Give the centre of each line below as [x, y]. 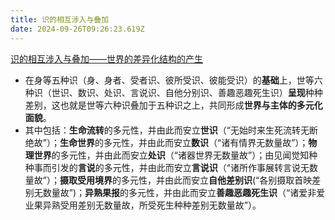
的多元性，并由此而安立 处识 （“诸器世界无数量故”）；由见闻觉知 [180, 155]
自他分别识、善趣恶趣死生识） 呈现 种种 [243, 92]
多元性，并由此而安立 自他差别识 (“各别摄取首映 [216, 180]
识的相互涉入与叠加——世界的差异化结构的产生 [106, 58]
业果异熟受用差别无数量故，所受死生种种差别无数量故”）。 [143, 205]
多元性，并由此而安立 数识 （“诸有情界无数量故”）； [206, 142]
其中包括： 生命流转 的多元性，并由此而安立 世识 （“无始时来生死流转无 [167, 130]
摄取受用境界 [86, 180]
